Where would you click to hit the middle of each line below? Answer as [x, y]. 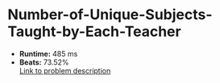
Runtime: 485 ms [48, 53]
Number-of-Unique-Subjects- [110, 15]
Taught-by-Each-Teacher [95, 32]
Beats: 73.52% [44, 62]
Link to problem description [65, 70]
